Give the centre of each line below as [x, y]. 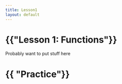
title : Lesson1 [21, 10]
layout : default [22, 15]
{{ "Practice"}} [38, 74]
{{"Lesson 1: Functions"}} [61, 40]
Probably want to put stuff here [38, 54]
